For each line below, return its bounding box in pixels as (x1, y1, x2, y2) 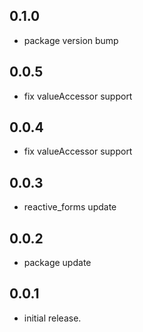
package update (23, 257, 92, 269)
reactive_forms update (23, 201, 117, 213)
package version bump (23, 34, 119, 46)
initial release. (23, 312, 82, 324)
